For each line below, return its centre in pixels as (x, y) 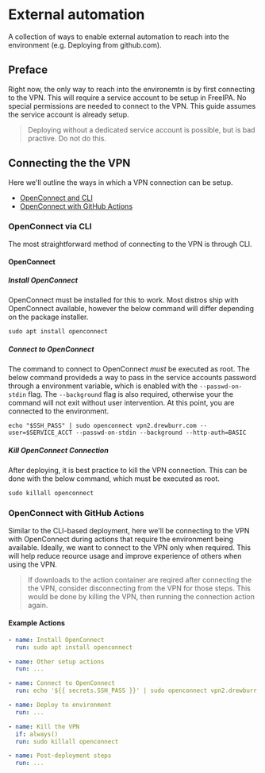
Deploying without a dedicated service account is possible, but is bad (141, 129)
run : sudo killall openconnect (67, 741)
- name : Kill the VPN (44, 727)
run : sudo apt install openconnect (74, 647)
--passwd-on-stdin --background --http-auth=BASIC (161, 433)
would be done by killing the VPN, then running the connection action (141, 596)
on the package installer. (48, 317)
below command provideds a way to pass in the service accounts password (132, 378)
